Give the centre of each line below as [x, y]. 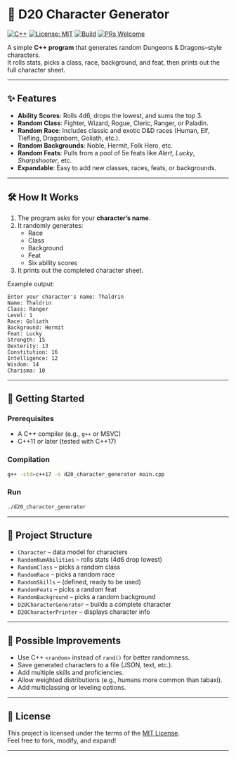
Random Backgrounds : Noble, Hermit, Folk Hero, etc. [95, 145]
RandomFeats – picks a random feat [67, 589]
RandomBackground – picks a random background [86, 597]
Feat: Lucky [25, 333]
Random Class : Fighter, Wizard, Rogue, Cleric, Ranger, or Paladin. [113, 123]
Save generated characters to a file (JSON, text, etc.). [95, 665]
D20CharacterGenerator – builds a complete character [94, 605]
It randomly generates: [50, 225]
